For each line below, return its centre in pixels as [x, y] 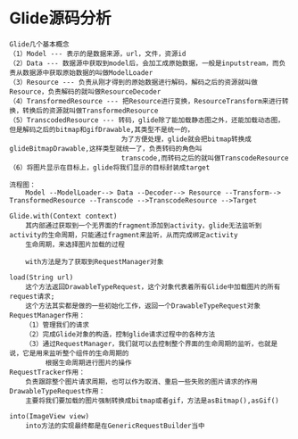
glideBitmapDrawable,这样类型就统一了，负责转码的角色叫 [106, 148]
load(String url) [41, 277]
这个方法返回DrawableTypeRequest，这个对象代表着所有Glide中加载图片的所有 [153, 286]
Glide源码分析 [60, 18]
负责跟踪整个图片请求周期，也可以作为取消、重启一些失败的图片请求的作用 [141, 381]
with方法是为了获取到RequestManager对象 [95, 261]
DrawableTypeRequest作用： [57, 391]
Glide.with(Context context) [63, 216]
